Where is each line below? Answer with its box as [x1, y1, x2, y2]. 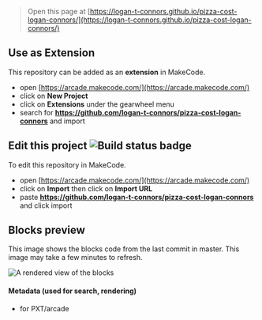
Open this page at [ [27, 7, 91, 16]
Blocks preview [8, 224, 85, 237]
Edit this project [8, 139, 88, 152]
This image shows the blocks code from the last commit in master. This [8, 244, 240, 254]
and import [50, 116, 85, 126]
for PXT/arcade [19, 303, 69, 313]
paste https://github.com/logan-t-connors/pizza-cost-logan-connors [19, 192, 254, 201]
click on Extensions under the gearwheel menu [19, 99, 175, 109]
